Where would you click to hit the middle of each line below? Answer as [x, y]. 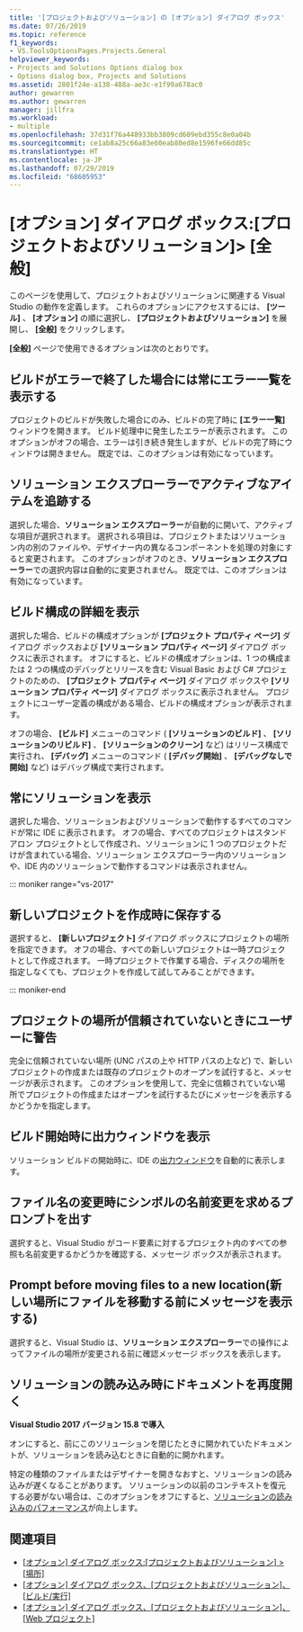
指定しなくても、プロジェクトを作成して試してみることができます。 [134, 972]
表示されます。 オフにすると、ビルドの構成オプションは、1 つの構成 [158, 658]
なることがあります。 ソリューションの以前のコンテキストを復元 [167, 1485]
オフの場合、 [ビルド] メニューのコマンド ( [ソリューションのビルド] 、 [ [143, 733]
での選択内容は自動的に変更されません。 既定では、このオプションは [160, 569]
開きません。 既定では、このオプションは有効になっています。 [163, 453]
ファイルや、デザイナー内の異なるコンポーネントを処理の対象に [166, 547]
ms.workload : [34, 118]
